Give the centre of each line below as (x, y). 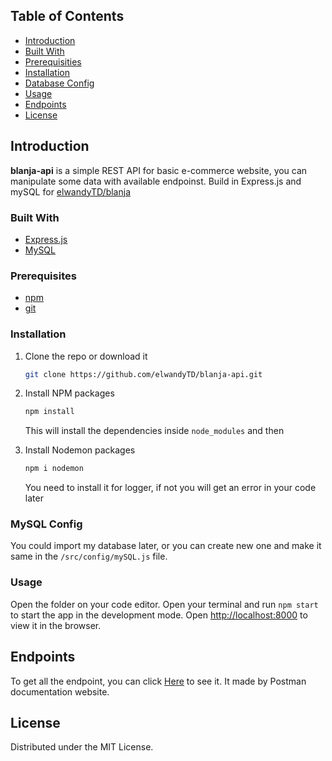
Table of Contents (67, 16)
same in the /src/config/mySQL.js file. (89, 556)
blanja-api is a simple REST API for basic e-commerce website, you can (159, 170)
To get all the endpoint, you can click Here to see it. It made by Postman (158, 681)
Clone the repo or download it (86, 356)
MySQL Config (46, 524)
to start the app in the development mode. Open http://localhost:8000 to (159, 615)
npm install (49, 412)
